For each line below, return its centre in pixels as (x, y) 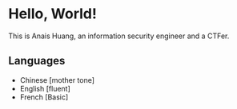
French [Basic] (44, 97)
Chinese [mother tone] (57, 80)
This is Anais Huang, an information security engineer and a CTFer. (119, 36)
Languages (37, 61)
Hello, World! (53, 14)
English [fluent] (45, 88)
